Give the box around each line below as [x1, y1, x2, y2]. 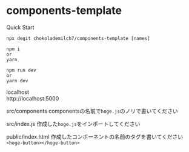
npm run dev [6, 67, 36, 73]
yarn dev [6, 78, 28, 84]
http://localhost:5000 [6, 94, 59, 102]
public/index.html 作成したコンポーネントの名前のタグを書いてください [6, 133, 184, 140]
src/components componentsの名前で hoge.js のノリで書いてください [6, 107, 179, 114]
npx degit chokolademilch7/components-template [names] [6, 35, 150, 41]
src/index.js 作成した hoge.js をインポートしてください [6, 120, 141, 127]
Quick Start [6, 24, 35, 31]
